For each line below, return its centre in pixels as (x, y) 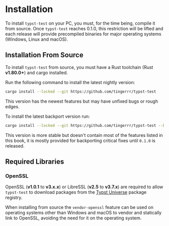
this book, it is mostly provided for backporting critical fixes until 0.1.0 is (80, 140)
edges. (12, 106)
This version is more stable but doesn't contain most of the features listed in (84, 135)
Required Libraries (35, 161)
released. (15, 146)
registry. (14, 198)
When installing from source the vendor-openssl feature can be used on (79, 207)
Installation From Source (45, 55)
